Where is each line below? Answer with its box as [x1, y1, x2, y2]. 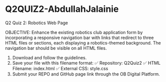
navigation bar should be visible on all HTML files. [5, 45, 107, 51]
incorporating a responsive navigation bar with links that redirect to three [5, 35, 154, 41]
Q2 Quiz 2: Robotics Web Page [5, 20, 68, 26]
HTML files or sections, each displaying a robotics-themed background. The [5, 40, 161, 45]
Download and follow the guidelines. [12, 54, 87, 60]
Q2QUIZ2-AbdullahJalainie [5, 3, 119, 15]
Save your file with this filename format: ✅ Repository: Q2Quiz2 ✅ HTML [12, 60, 161, 66]
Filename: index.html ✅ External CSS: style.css [12, 65, 109, 71]
